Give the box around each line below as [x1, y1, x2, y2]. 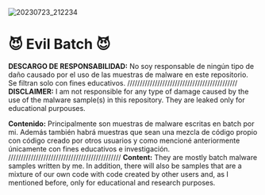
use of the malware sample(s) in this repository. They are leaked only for [8, 95, 246, 105]
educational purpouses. [8, 103, 86, 113]
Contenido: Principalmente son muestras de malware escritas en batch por [8, 119, 255, 128]
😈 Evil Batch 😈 [8, 36, 111, 53]
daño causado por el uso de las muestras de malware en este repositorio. [8, 70, 248, 79]
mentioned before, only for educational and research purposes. [8, 178, 216, 187]
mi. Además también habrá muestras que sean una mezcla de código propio [8, 127, 258, 136]
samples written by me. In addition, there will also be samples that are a [8, 161, 242, 170]
